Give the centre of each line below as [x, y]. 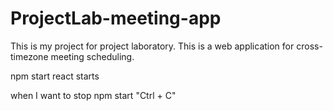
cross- [309, 46]
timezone [29, 56]
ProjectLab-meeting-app [116, 18]
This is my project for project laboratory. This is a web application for [152, 46]
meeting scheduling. [92, 56]
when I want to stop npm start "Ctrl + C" [93, 95]
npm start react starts [55, 76]
